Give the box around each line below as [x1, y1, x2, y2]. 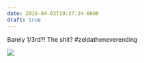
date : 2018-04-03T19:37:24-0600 [7, 10, 99, 17]
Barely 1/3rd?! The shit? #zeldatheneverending [7, 35, 138, 43]
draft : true [7, 16, 41, 23]
